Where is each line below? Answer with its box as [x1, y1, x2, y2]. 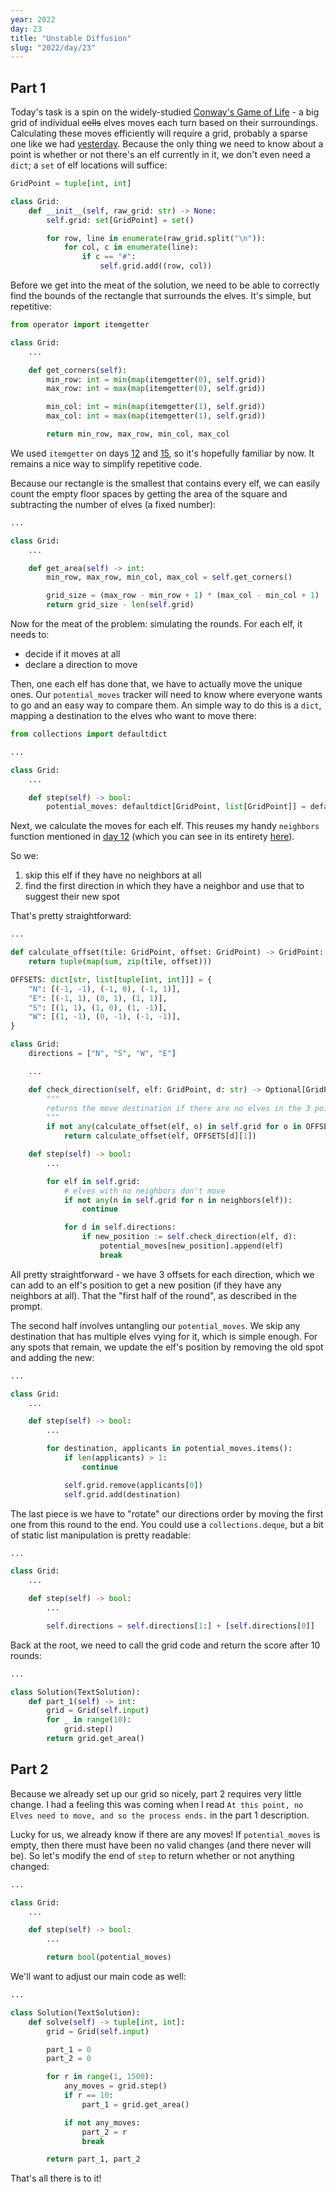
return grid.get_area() [46, 1734, 145, 1744]
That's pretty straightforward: [10, 910, 132, 922]
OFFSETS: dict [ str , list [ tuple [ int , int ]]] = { [10, 974, 213, 985]
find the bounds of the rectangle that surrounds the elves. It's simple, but [10, 290, 312, 302]
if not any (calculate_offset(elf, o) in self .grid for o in [46, 1122, 302, 1132]
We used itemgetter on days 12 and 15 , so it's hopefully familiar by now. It [10, 447, 315, 459]
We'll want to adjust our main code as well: [10, 1971, 187, 1982]
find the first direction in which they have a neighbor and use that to [24, 880, 305, 892]
